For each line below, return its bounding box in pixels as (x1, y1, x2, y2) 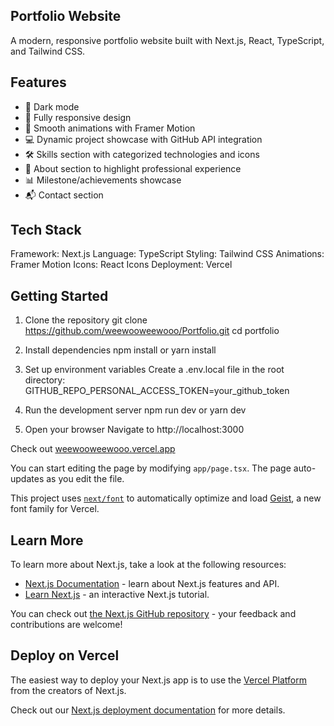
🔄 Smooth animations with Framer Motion (24, 122, 196, 134)
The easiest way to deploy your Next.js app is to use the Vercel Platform (10, 674, 308, 686)
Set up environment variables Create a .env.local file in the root (24, 364, 285, 376)
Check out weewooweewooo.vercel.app (10, 443, 176, 455)
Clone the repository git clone (24, 314, 148, 326)
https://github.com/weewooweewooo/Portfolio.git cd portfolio (24, 325, 280, 337)
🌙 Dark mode (24, 100, 80, 113)
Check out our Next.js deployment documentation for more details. (10, 704, 286, 716)
